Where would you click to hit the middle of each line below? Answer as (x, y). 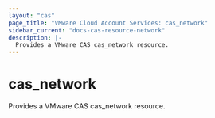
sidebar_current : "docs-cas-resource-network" (87, 30)
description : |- (35, 38)
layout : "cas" (32, 15)
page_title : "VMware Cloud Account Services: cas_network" (108, 23)
